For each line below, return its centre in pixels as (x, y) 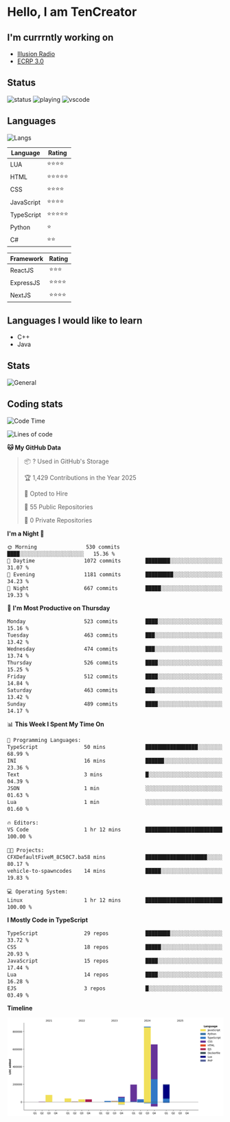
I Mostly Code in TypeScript (47, 920)
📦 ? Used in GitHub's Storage (67, 461)
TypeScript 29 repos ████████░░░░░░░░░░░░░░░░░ (115, 933)
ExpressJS (25, 282)
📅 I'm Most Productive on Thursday (59, 608)
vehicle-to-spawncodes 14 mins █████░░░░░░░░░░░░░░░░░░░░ (115, 871)
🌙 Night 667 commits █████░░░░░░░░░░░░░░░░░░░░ (115, 588)
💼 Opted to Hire (46, 494)
